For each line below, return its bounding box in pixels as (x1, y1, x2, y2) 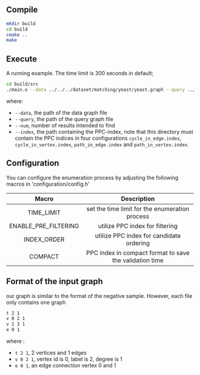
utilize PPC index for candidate (95, 231, 181, 239)
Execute (6, 54, 37, 64)
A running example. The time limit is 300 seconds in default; (6, 70, 154, 77)
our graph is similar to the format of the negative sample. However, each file (6, 292, 192, 299)
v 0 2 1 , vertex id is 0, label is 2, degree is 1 (14, 355, 123, 362)
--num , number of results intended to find (14, 122, 115, 129)
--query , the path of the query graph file (14, 115, 114, 122)
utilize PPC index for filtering (98, 222, 178, 230)
